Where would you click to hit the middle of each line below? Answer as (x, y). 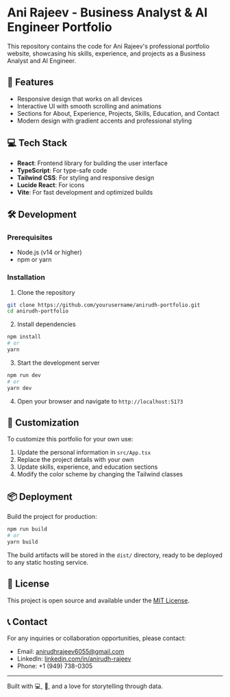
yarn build (23, 542)
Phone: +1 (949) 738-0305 (55, 666)
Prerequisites (30, 237)
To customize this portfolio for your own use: (70, 439)
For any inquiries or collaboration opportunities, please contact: (97, 638)
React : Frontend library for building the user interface (92, 163)
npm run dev (24, 375)
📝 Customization (43, 423)
